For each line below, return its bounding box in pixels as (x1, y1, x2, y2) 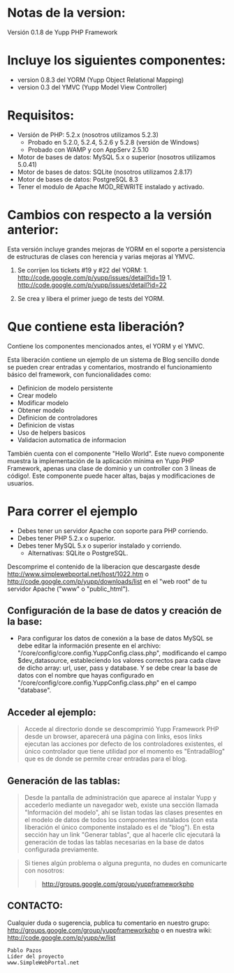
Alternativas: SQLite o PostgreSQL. (27, 548, 129, 557)
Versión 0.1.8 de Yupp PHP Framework (7, 28, 118, 36)
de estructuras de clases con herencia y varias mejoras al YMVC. (7, 252, 196, 261)
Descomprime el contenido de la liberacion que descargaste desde (7, 562, 200, 571)
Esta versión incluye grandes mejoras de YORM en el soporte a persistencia (7, 244, 226, 253)
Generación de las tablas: (7, 775, 121, 787)
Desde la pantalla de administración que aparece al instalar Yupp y (24, 793, 217, 802)
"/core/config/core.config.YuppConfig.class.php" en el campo (17, 679, 197, 687)
